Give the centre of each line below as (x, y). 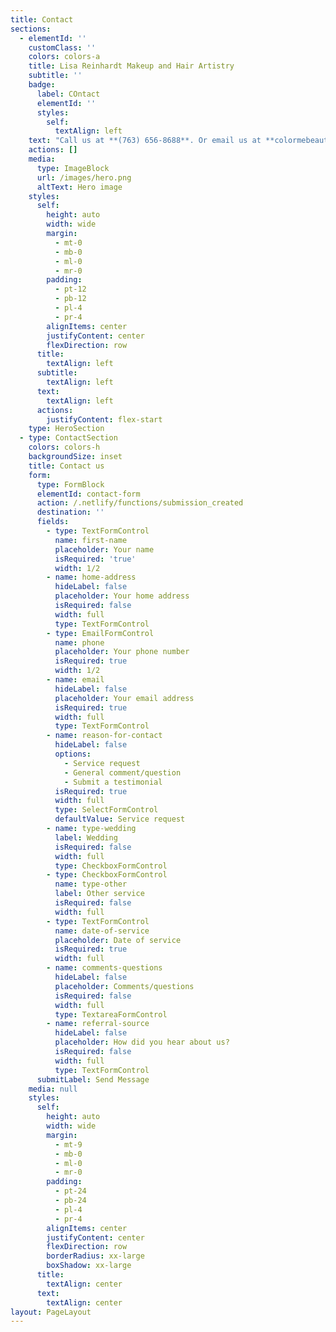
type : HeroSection (66, 429)
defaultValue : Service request (120, 819)
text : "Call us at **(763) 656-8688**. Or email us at (145, 141)
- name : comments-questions (104, 968)
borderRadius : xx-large (95, 1256)
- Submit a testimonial (113, 782)
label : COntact (68, 94)
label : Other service (99, 894)
